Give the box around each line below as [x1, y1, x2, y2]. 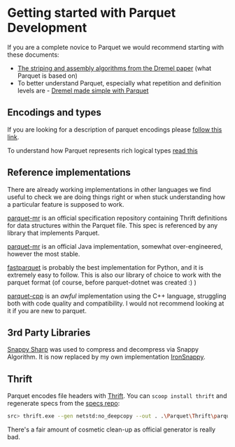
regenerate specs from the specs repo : [7, 399, 120, 408]
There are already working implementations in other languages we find [7, 185, 211, 193]
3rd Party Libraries [7, 326, 91, 338]
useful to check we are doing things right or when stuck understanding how [7, 193, 226, 201]
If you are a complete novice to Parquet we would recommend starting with [7, 43, 225, 51]
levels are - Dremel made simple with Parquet [17, 86, 149, 95]
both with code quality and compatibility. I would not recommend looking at [7, 299, 225, 308]
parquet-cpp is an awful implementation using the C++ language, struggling [7, 291, 227, 300]
